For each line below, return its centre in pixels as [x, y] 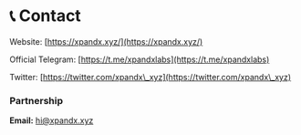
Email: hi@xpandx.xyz [52, 120]
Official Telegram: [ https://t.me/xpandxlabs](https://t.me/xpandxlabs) [140, 59]
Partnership [36, 100]
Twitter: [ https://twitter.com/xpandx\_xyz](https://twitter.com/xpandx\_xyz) [150, 77]
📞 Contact [46, 16]
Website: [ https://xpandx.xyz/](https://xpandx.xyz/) [106, 41]
